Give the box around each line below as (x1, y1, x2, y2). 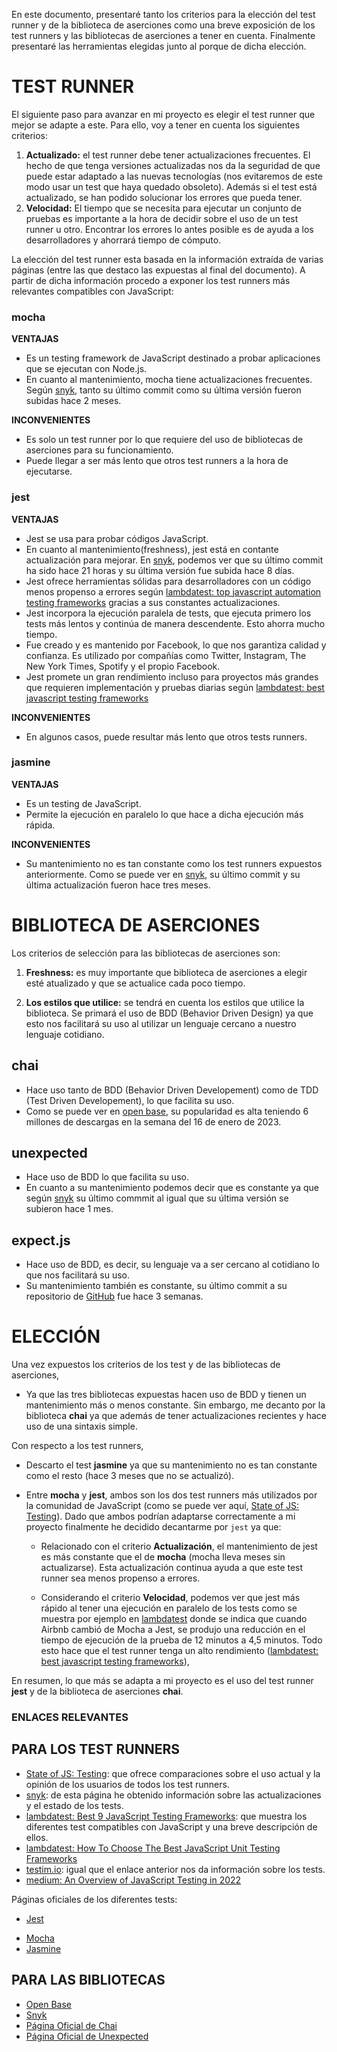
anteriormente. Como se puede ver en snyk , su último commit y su (25, 868, 301, 880)
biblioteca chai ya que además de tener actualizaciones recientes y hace (25, 1410, 327, 1422)
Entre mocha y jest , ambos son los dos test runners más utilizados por (25, 1489, 318, 1501)
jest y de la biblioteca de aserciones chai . (11, 1685, 184, 1698)
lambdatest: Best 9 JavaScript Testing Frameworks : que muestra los (25, 1810, 308, 1822)
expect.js (11, 1232, 71, 1249)
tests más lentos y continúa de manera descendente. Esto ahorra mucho (25, 617, 326, 629)
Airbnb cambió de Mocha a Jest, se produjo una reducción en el (40, 1624, 306, 1636)
